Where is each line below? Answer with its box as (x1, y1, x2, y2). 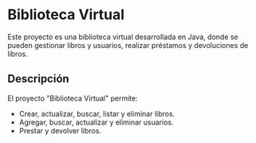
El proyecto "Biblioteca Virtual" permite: (7, 93, 138, 103)
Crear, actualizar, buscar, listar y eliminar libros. (18, 109, 175, 118)
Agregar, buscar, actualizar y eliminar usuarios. (18, 117, 174, 127)
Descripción (7, 72, 69, 85)
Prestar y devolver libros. (18, 125, 101, 135)
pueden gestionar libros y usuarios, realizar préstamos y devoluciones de (7, 40, 249, 50)
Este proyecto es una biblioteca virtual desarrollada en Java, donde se (7, 32, 238, 42)
